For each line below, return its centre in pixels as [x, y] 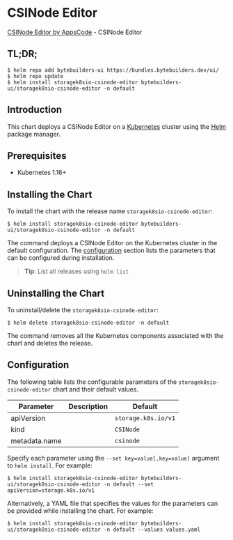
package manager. [34, 134]
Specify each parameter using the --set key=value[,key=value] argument [113, 458]
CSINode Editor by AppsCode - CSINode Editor [75, 32]
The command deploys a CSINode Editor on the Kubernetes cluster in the [112, 243]
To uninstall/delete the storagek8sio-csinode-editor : [83, 310]
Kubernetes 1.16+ [42, 173]
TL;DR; [23, 54]
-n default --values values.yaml [152, 530]
